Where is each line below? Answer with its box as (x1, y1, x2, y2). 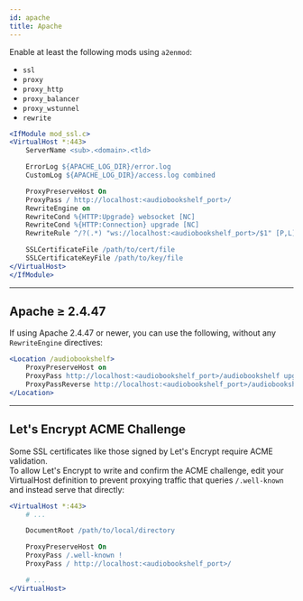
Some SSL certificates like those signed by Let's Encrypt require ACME (9, 446, 273, 457)
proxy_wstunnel (22, 104, 80, 113)
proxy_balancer (22, 94, 80, 104)
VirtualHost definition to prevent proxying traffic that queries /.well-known (9, 475, 284, 485)
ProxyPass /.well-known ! (25, 551, 124, 560)
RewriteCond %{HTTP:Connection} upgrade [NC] (25, 220, 200, 230)
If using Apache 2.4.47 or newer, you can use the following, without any (9, 328, 277, 338)
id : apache (9, 13, 50, 23)
